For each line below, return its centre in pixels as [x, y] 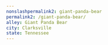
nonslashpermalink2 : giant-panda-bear [54, 11]
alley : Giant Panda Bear [37, 22]
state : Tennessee [28, 33]
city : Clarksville [29, 28]
